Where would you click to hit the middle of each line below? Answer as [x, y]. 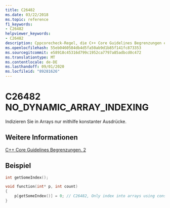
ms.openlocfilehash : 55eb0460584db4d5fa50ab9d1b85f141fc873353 [73, 48]
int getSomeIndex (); [27, 177]
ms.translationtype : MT [30, 57]
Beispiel [18, 166]
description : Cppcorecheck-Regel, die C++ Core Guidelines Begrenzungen [83, 43]
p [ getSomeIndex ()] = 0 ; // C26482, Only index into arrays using [85, 196]
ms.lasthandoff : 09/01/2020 [35, 67]
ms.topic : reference [27, 19]
